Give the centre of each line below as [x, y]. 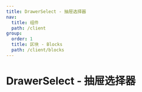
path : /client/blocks [38, 50]
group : [14, 34]
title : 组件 [25, 22]
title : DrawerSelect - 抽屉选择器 [46, 11]
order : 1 [22, 39]
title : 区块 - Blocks [37, 45]
